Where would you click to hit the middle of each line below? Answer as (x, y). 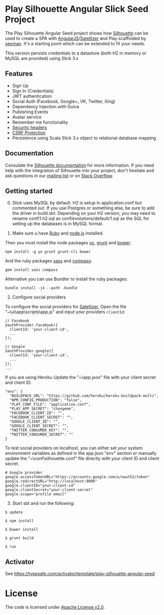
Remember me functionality (40, 122)
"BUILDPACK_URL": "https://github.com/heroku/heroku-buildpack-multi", (84, 396)
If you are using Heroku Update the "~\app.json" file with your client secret (81, 378)
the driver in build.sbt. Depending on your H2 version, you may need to (84, 213)
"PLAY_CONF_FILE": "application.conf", (50, 405)
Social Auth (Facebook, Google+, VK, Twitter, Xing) (64, 101)
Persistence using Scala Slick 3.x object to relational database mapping (84, 138)
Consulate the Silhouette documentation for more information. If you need (80, 165)
